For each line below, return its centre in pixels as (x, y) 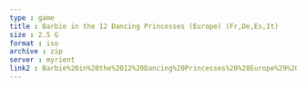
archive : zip (36, 52)
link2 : (24, 69)
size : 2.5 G (34, 34)
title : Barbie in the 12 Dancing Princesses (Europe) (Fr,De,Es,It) (144, 26)
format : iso (34, 43)
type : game (32, 18)
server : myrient (42, 60)
